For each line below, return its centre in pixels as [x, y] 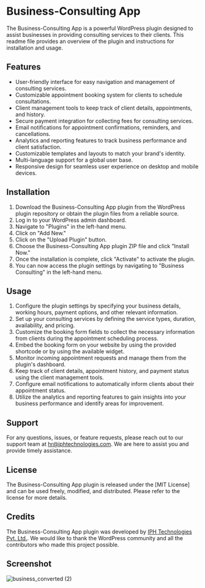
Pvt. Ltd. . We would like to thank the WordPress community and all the [95, 538]
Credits [21, 517]
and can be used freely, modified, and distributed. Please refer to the [93, 491]
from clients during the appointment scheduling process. [87, 339]
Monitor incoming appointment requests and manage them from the [101, 358]
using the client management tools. [59, 377]
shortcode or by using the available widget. [70, 352]
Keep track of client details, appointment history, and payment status [102, 371]
